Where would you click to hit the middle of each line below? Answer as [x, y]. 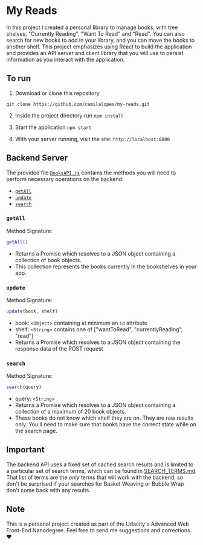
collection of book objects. [48, 260]
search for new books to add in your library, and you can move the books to [101, 40]
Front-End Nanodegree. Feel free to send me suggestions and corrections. [99, 530]
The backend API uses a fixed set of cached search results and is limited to [100, 464]
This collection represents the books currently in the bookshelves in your [106, 266]
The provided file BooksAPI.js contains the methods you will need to [91, 173]
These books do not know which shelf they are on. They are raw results [104, 418]
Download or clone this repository [57, 93]
